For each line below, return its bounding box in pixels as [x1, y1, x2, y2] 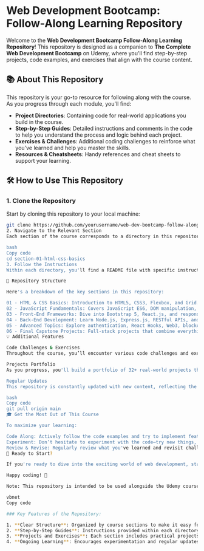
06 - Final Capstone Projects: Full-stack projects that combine [6, 328, 175, 334]
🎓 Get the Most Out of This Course [6, 411, 99, 418]
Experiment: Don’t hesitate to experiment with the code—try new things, [6, 439, 197, 445]
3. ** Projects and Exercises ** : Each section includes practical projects [6, 533, 200, 539]
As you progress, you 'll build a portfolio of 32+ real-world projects [6, 367, 191, 373]
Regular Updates [6, 378, 47, 384]
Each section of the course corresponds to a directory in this [6, 233, 172, 240]
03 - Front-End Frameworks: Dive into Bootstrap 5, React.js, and [6, 311, 178, 317]
